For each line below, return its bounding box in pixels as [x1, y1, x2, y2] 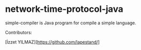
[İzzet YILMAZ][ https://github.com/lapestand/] [5, 39, 100, 45]
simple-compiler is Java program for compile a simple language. [5, 20, 137, 26]
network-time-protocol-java [5, 3, 124, 15]
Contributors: [5, 29, 32, 35]
